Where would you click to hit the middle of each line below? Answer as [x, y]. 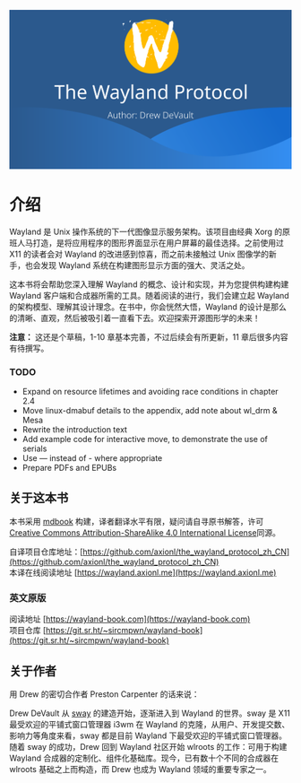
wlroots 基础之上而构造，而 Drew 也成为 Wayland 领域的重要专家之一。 [140, 769]
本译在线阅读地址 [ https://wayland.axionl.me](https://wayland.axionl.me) [143, 572]
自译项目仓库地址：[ [46, 552]
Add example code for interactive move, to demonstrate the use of [145, 439]
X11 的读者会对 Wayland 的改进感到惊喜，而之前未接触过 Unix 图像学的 [139, 254]
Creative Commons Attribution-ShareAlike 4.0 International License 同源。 [145, 532]
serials [34, 448]
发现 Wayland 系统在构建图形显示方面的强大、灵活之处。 [145, 265]
